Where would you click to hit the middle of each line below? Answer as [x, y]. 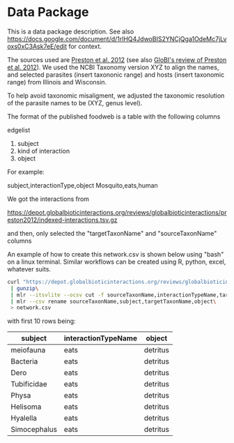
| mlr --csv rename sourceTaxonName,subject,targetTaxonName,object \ [113, 301]
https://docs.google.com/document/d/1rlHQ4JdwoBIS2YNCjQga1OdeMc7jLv [117, 38]
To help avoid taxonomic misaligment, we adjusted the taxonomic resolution [116, 96]
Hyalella [24, 418]
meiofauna [28, 350]
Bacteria [24, 361]
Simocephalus [34, 430]
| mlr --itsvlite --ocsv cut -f [57, 295]
